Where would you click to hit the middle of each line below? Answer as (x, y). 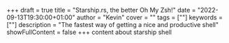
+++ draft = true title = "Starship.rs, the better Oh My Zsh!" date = (101, 10)
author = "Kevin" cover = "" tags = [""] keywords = (149, 17)
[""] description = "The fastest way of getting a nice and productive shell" (113, 25)
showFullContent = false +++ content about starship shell (89, 32)
